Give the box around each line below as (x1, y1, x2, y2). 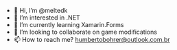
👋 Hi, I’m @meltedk (13, 7, 68, 14)
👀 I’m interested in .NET (13, 14, 80, 22)
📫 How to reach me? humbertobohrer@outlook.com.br (13, 36, 170, 43)
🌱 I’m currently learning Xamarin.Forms (13, 21, 124, 28)
